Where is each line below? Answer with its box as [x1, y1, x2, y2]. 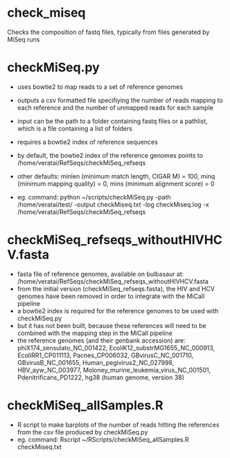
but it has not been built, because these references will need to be [17, 321, 206, 329]
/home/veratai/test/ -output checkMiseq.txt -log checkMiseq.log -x [17, 200, 209, 208]
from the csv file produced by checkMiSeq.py [17, 427, 148, 436]
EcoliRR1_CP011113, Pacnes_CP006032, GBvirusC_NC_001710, [17, 351, 194, 359]
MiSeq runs [7, 35, 40, 43]
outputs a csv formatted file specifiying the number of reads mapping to [17, 96, 223, 104]
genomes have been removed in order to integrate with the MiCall [17, 292, 205, 300]
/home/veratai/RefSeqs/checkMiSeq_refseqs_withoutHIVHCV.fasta [17, 277, 209, 286]
